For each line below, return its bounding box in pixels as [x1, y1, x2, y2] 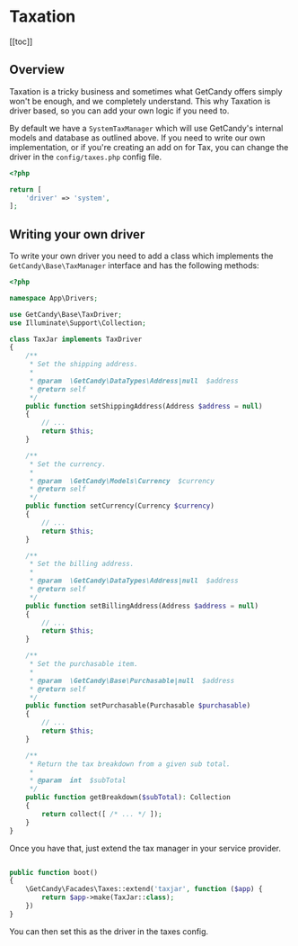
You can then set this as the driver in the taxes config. [9, 925, 209, 937]
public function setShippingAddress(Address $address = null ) [25, 401, 263, 410]
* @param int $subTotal [29, 776, 127, 785]
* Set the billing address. [29, 560, 135, 569]
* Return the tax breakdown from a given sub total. [29, 759, 231, 769]
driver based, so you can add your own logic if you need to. [9, 105, 230, 116]
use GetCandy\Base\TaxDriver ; [9, 310, 123, 319]
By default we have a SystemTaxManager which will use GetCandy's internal [9, 122, 284, 133]
